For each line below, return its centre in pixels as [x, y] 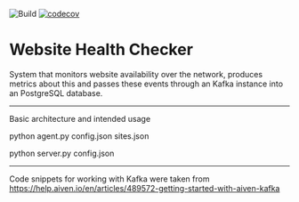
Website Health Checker [101, 50]
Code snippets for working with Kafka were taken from [109, 179]
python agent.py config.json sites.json [79, 136]
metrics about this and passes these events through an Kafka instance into [146, 84]
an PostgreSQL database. [56, 93]
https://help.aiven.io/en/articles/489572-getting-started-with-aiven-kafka [145, 188]
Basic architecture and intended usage [80, 118]
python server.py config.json [62, 153]
